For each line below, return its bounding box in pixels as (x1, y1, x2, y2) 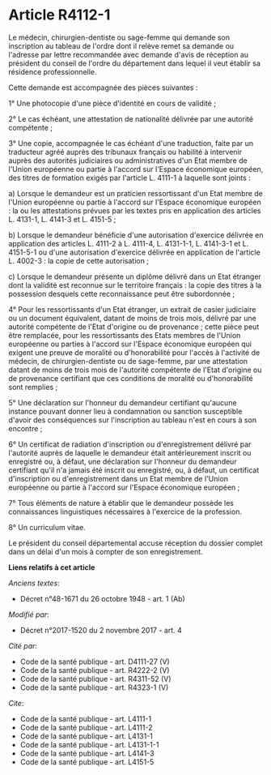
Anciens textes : (8, 578, 61, 588)
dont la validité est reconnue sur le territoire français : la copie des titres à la (8, 280, 262, 289)
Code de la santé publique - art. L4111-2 (19, 722, 153, 732)
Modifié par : (8, 610, 50, 619)
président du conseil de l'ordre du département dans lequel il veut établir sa (8, 58, 261, 68)
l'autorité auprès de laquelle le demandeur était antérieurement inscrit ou (8, 447, 252, 457)
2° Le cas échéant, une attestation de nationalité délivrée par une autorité (8, 113, 253, 123)
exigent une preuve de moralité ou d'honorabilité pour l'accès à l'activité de (8, 347, 260, 358)
